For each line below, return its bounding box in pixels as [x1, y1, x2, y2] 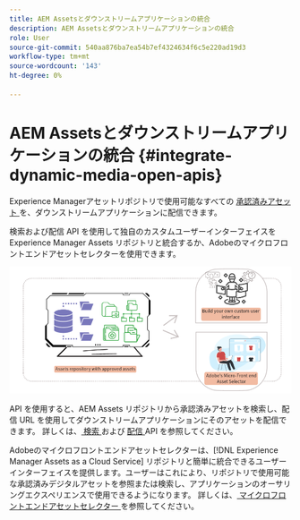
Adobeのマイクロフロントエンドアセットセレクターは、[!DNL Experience [9, 445, 279, 456]
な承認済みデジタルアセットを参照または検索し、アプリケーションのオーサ [9, 479, 284, 490]
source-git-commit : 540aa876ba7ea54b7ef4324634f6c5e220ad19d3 [9, 43, 246, 52]
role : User [9, 33, 50, 42]
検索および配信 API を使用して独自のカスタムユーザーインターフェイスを [9, 226, 277, 236]
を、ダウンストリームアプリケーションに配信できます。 [19, 207, 222, 217]
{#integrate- [138, 145, 233, 166]
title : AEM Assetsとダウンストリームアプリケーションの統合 [9, 14, 210, 23]
